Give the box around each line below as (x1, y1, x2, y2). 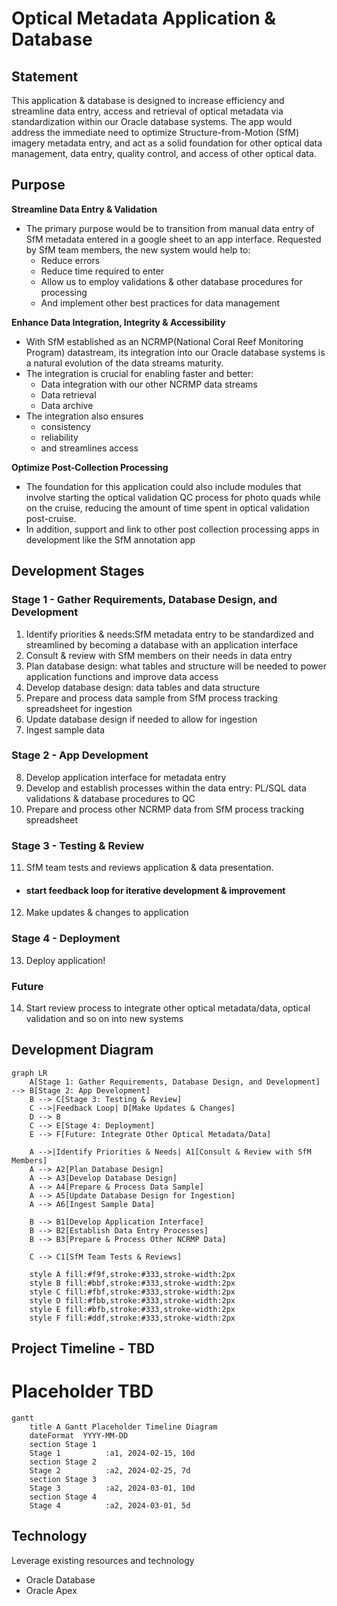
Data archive (40, 399, 94, 411)
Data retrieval (40, 388, 97, 401)
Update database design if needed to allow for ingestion (25, 713, 258, 725)
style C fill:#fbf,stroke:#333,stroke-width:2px (29, 1287, 236, 1297)
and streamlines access (40, 442, 139, 454)
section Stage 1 (29, 1440, 98, 1450)
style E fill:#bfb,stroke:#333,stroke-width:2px (29, 1304, 236, 1314)
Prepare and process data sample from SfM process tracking (25, 692, 278, 704)
